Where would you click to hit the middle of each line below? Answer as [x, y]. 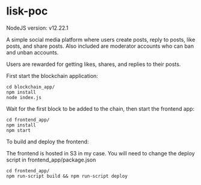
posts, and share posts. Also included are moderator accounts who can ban [100, 46]
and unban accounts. [32, 52]
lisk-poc [27, 11]
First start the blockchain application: [52, 76]
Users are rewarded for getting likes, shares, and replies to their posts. [94, 64]
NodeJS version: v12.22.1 [37, 28]
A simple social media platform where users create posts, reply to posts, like [101, 39]
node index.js [24, 97]
